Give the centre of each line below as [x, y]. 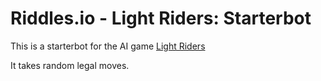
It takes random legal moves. [70, 65]
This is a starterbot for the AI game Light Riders [108, 46]
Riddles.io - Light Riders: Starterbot [161, 18]
